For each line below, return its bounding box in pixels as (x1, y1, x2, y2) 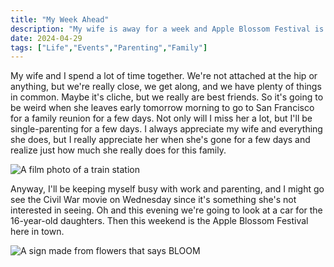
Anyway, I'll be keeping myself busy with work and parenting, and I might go (10, 183, 325, 195)
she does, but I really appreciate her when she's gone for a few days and (10, 134, 311, 146)
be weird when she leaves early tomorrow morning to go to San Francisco (10, 102, 315, 114)
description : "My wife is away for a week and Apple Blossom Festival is (10, 24, 325, 34)
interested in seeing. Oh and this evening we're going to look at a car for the (10, 204, 323, 216)
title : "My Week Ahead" (10, 14, 110, 25)
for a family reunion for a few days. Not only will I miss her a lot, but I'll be (10, 112, 313, 125)
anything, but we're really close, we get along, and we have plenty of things (10, 81, 322, 93)
